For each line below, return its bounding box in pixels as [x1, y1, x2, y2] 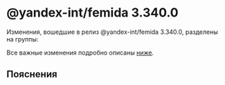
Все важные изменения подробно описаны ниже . [6, 48, 154, 57]
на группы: [6, 35, 39, 43]
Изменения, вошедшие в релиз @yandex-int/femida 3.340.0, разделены [6, 28, 219, 36]
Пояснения [6, 68, 57, 80]
